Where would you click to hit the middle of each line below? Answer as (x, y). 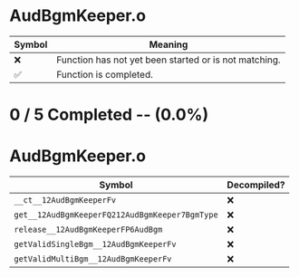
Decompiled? (256, 185)
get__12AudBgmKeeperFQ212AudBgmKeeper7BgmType (116, 215)
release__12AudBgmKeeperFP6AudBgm (88, 230)
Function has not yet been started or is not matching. (168, 60)
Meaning (169, 44)
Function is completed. (105, 74)
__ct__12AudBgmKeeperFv (65, 201)
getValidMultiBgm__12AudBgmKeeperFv (93, 259)
